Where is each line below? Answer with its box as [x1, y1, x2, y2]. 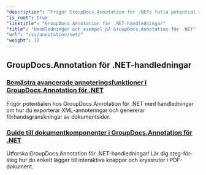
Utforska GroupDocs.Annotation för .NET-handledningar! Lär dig [6, 149, 169, 157]
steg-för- [169, 149, 193, 157]
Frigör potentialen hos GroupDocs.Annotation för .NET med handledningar [6, 100, 194, 107]
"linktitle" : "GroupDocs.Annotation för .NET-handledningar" [6, 20, 166, 26]
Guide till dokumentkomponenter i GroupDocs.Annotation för [6, 128, 193, 136]
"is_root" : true [6, 15, 48, 21]
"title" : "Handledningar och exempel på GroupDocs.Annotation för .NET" [6, 26, 196, 32]
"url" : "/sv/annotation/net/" [6, 32, 84, 38]
